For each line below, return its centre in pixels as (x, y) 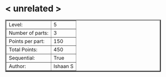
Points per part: (27, 41)
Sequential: (22, 58)
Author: (18, 66)
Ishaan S (64, 66)
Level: (16, 24)
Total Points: (23, 49)
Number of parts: (29, 33)
